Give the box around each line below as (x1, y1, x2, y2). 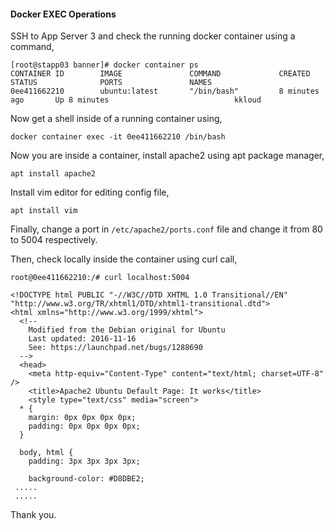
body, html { (19, 448, 74, 458)
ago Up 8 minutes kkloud (10, 95, 262, 105)
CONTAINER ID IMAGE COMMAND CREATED (10, 69, 311, 79)
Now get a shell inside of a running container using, (10, 113, 223, 125)
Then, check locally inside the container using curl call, (10, 253, 238, 265)
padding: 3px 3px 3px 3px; (28, 456, 141, 467)
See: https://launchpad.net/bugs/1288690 (28, 343, 203, 353)
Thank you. (10, 509, 57, 521)
